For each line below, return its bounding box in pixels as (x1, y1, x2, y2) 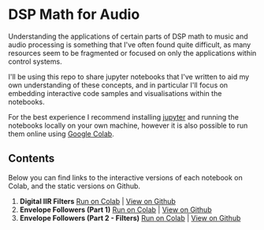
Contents (8, 152, 55, 165)
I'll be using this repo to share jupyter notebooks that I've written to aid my (8, 72, 250, 81)
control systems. (8, 57, 62, 66)
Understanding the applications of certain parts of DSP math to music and (8, 32, 248, 41)
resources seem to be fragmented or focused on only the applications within (8, 48, 257, 57)
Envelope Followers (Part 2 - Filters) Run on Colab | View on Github (19, 213, 241, 222)
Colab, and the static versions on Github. (8, 181, 140, 191)
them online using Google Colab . (8, 128, 114, 139)
